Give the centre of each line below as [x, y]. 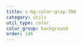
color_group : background [37, 28]
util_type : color [28, 23]
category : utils [26, 17]
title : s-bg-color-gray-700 [41, 12]
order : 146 [20, 34]
